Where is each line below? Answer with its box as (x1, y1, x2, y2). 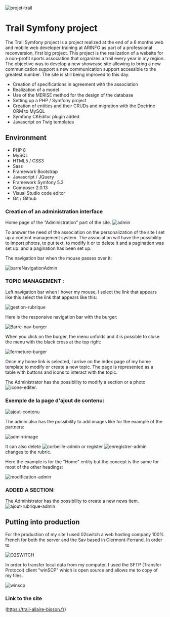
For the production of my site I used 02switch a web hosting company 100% (5, 531, 164, 537)
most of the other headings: (5, 464, 63, 470)
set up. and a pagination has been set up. (5, 245, 92, 251)
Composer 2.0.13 (12, 185, 48, 191)
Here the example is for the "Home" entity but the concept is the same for (5, 458, 159, 465)
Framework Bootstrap (12, 168, 58, 174)
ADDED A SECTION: (5, 486, 55, 493)
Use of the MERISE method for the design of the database (12, 92, 134, 98)
